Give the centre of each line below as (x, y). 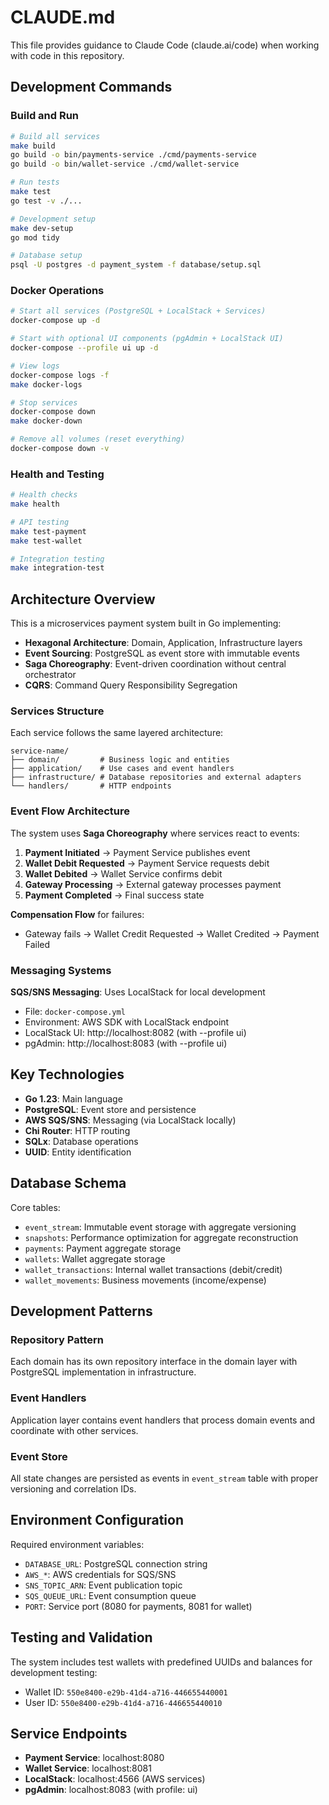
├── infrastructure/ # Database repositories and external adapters (156, 777)
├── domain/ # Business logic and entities (120, 760)
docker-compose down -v (60, 449)
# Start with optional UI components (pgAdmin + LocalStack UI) (147, 339)
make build (33, 146)
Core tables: (35, 1207)
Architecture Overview (83, 599)
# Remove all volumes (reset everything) (98, 439)
